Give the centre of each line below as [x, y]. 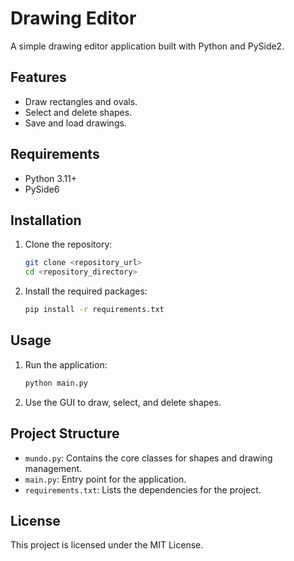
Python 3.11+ [51, 178]
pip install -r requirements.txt [94, 310]
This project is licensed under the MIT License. [107, 545]
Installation [46, 220]
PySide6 [42, 189]
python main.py [56, 383]
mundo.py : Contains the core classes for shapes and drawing [148, 458]
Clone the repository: [68, 244]
